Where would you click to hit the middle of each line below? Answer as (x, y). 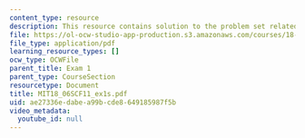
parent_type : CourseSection (63, 77)
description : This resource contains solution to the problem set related (154, 26)
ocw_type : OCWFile (44, 60)
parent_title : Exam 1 (50, 69)
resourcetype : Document (54, 85)
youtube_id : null (50, 119)
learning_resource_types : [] (64, 52)
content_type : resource (54, 18)
